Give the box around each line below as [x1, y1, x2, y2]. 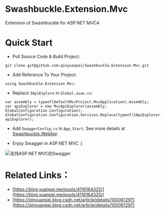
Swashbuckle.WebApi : [12, 130, 58, 136]
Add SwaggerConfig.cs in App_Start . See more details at [12, 125, 125, 131]
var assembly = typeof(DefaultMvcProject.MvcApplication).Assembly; [5, 99, 149, 104]
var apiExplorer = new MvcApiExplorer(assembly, [5, 104, 107, 109]
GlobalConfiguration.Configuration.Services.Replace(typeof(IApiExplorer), [5, 112, 165, 117]
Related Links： [5, 170, 71, 181]
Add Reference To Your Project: [12, 72, 77, 78]
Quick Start [5, 37, 53, 48]
